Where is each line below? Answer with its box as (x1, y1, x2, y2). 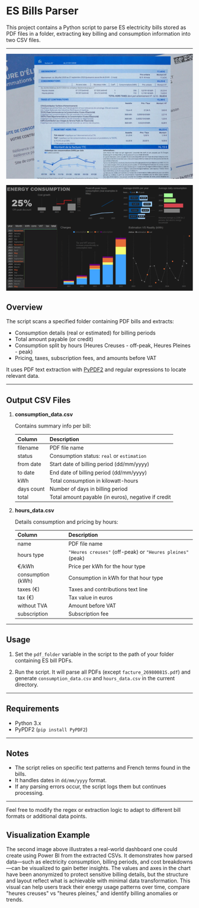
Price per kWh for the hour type (68, 563, 146, 570)
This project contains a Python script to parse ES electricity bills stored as (6, 24, 187, 31)
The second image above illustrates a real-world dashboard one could (6, 846, 178, 853)
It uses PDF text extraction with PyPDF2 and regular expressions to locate (6, 366, 187, 373)
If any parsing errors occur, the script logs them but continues (14, 783, 166, 790)
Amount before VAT (68, 602, 117, 609)
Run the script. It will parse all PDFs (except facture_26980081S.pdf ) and (14, 668, 191, 676)
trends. (6, 896, 24, 903)
